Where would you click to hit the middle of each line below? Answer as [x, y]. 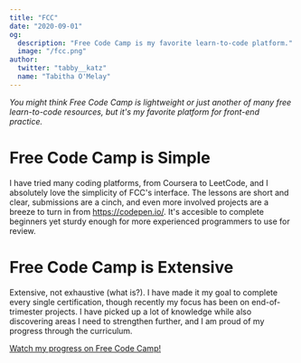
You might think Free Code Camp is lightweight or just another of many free [150, 102]
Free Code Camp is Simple [110, 158]
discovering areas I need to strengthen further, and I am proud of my [137, 321]
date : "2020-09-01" [46, 26]
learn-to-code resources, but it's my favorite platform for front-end [135, 112]
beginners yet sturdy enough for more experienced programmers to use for [150, 221]
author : [24, 60]
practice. [26, 121]
